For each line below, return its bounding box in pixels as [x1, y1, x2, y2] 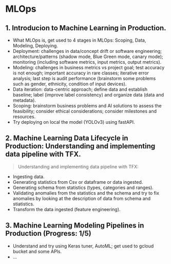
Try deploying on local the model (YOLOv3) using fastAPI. [12, 119, 135, 125]
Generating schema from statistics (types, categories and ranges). [12, 184, 154, 191]
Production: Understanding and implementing [5, 142, 156, 150]
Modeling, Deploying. [12, 43, 58, 49]
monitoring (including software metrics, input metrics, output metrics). [12, 59, 162, 65]
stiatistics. [12, 201, 34, 207]
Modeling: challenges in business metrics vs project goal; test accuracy [12, 65, 165, 70]
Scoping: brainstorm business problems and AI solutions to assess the [12, 103, 162, 108]
